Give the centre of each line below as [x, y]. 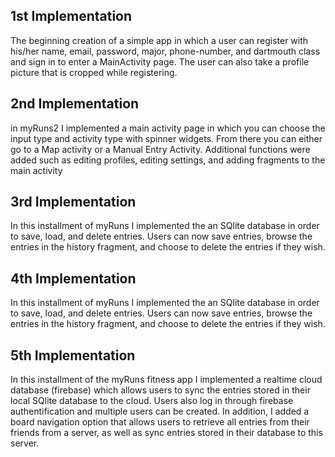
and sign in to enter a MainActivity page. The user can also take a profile [160, 61]
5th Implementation [73, 355]
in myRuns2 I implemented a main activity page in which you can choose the [168, 128]
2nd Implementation [75, 104]
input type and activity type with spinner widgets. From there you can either [166, 138]
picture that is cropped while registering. [94, 72]
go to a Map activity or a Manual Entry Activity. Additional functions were [160, 149]
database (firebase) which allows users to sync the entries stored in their [160, 390]
